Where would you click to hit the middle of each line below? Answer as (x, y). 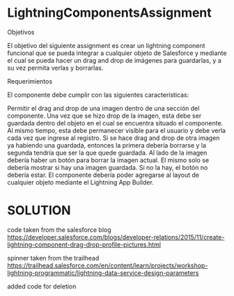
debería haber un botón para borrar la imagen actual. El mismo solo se (108, 160)
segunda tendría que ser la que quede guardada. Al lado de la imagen (107, 153)
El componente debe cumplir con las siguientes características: (98, 95)
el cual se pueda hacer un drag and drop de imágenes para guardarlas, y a (114, 60)
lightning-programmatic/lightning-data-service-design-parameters (103, 272)
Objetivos (21, 32)
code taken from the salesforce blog (59, 229)
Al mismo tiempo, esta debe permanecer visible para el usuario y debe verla (117, 130)
